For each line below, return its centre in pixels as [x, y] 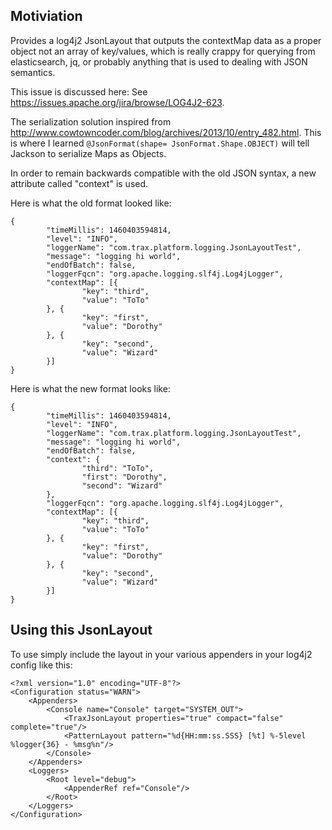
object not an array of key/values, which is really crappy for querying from [163, 51]
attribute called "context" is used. [79, 183]
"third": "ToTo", [118, 468]
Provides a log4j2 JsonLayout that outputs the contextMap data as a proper [166, 40]
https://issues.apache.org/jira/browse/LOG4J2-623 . [117, 102]
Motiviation [46, 16]
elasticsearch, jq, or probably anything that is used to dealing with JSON [159, 61]
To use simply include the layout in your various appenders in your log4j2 [161, 654]
